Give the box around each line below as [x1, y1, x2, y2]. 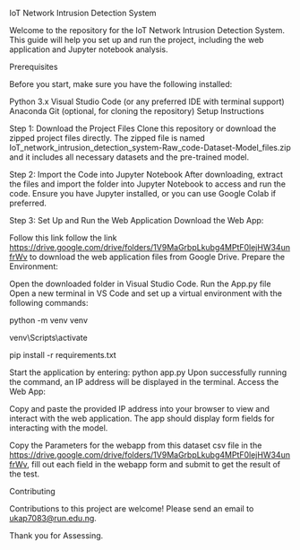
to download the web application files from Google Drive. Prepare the [30, 251, 285, 262]
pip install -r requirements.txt [9, 350, 116, 360]
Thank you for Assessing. [9, 530, 104, 541]
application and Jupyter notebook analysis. [9, 44, 168, 55]
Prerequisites [9, 62, 58, 72]
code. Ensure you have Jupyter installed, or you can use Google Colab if [9, 188, 276, 198]
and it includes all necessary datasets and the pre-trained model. [9, 152, 249, 162]
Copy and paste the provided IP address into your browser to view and [9, 404, 270, 414]
